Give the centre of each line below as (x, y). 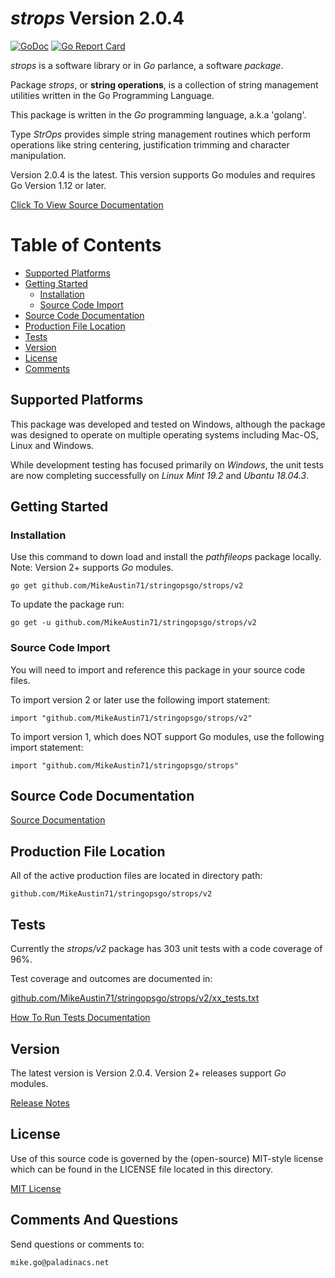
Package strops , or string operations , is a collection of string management (164, 84)
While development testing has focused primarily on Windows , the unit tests (167, 464)
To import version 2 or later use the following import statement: (140, 699)
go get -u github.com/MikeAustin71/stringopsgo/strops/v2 (133, 623)
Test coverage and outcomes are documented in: (111, 979)
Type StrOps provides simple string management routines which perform (161, 134)
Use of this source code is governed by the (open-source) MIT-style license (167, 1158)
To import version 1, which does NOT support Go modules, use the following (167, 736)
